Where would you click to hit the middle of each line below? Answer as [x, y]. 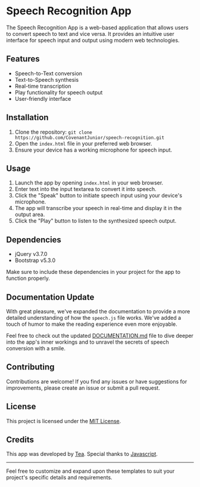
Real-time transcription [43, 86]
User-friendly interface [43, 98]
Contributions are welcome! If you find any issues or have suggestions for [97, 381]
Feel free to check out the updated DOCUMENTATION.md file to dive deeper [100, 336]
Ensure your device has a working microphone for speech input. [93, 150]
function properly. [28, 278]
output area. [30, 215]
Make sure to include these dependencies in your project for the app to [93, 272]
